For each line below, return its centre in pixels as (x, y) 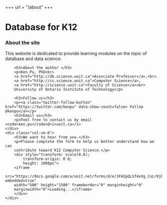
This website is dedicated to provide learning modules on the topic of (76, 54)
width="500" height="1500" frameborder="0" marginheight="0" (79, 185)
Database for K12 (41, 27)
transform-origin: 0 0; (47, 159)
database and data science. (34, 59)
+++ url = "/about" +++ (29, 7)
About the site (23, 43)
